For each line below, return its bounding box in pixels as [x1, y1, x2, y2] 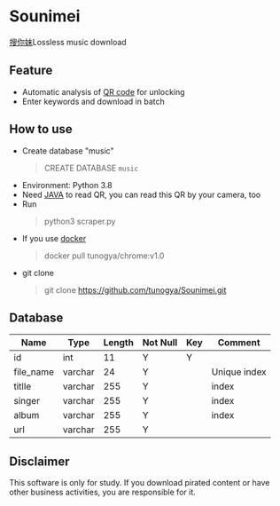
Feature [9, 63, 53, 78]
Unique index [211, 366, 268, 378]
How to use [9, 122, 73, 137]
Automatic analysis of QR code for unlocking [21, 86, 185, 97]
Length [103, 336, 135, 349]
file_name [13, 366, 55, 378]
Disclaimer [9, 454, 70, 469]
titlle [13, 380, 32, 392]
